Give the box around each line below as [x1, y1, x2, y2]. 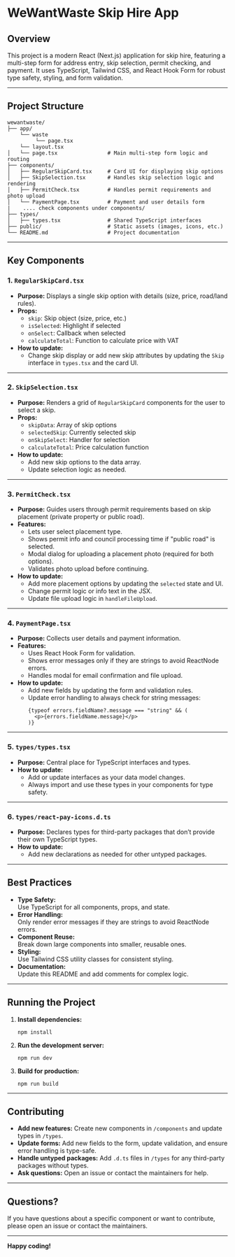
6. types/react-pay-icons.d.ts [7, 811, 111, 821]
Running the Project [7, 997, 96, 1009]
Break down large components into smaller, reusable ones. [17, 939, 187, 949]
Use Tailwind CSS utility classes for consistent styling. [17, 955, 173, 963]
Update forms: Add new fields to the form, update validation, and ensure [17, 1139, 228, 1148]
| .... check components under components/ [7, 204, 145, 211]
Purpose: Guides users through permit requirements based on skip [17, 505, 211, 513]
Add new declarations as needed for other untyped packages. [27, 850, 207, 858]
